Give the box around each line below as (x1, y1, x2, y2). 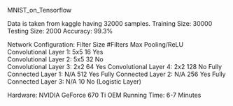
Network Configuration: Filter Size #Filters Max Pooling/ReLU (7, 40, 184, 48)
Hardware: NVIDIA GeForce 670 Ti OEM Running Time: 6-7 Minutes (7, 91, 202, 99)
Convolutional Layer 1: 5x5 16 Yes (7, 48, 104, 56)
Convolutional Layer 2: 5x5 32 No (7, 55, 104, 63)
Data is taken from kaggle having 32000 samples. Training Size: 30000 (7, 20, 213, 27)
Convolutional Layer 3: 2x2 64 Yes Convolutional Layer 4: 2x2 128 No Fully (7, 63, 223, 70)
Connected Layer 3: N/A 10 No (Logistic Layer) (7, 77, 142, 86)
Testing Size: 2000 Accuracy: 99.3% (7, 27, 113, 35)
